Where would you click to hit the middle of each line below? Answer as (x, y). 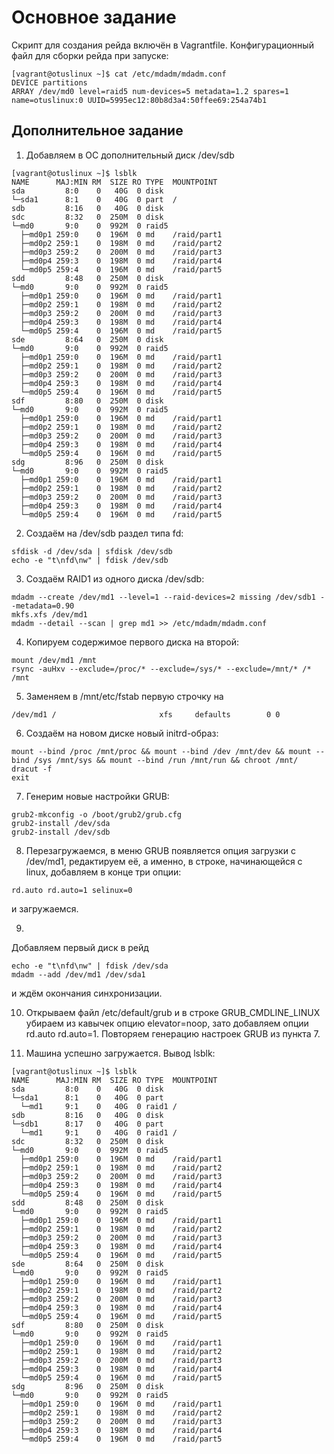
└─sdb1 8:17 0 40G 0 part (87, 1124)
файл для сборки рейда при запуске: (90, 55)
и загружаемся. (45, 908)
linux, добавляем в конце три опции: (103, 872)
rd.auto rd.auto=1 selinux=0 (72, 890)
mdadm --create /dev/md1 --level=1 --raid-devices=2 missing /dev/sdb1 (163, 597)
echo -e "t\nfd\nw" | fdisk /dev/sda (90, 966)
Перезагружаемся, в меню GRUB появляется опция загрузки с (160, 850)
